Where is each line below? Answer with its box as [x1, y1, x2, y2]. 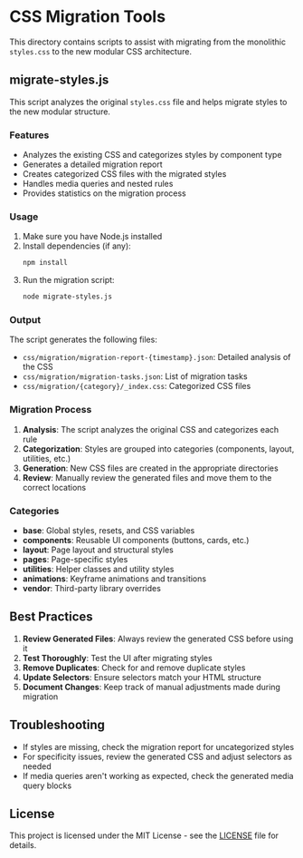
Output [9, 314, 42, 327]
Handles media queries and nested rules [22, 179, 174, 190]
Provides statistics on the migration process [22, 188, 187, 199]
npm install [22, 258, 68, 268]
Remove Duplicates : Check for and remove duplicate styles [22, 662, 246, 673]
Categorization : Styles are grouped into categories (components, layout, [22, 443, 295, 454]
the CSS [22, 361, 53, 373]
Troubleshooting [9, 717, 106, 733]
